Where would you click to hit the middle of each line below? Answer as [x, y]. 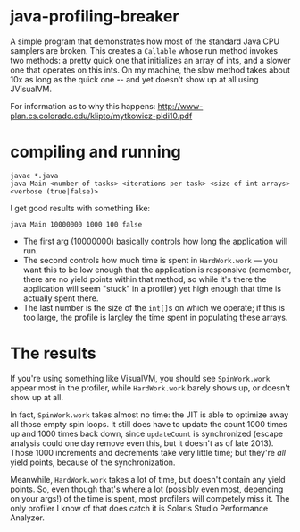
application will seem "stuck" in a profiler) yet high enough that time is [152, 288]
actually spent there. [61, 298]
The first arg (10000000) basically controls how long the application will [155, 241]
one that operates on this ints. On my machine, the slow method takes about [150, 70]
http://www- [180, 106]
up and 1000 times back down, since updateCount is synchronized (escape [147, 433]
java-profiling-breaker [95, 17]
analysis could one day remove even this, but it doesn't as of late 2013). [142, 443]
